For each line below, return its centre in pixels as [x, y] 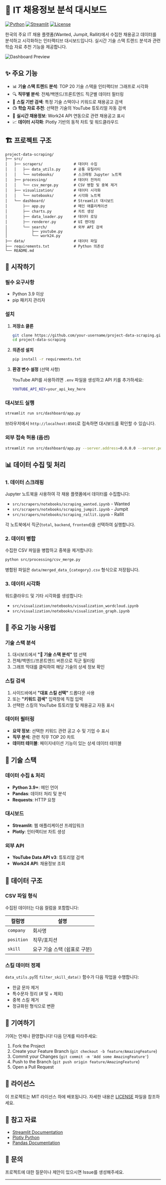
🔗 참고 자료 [21, 1120]
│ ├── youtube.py [34, 231]
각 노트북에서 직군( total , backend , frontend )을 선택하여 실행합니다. [70, 524]
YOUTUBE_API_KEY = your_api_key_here [49, 389]
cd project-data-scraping [39, 340]
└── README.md [20, 250]
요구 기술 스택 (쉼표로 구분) [62, 949]
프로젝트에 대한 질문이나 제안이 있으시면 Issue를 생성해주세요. [65, 1172]
